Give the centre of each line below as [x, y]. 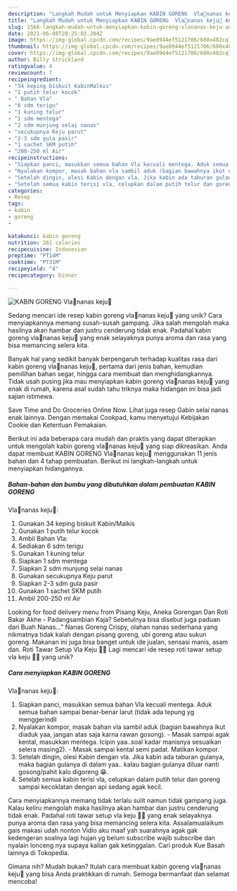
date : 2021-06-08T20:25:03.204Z [55, 33]
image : [18, 40]
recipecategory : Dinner [43, 275]
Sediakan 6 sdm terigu [51, 546]
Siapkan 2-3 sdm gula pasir [58, 583]
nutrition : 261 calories [44, 243]
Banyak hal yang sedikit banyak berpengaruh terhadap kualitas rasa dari [113, 359]
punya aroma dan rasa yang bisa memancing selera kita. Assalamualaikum [116, 823]
